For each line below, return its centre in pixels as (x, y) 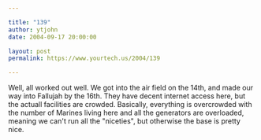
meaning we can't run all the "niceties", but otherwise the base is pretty (124, 121)
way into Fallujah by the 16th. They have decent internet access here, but (127, 96)
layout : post (30, 51)
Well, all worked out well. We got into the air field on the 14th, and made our (131, 88)
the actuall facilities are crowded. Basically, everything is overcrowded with (130, 105)
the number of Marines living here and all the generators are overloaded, (126, 113)
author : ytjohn (33, 29)
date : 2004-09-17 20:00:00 (52, 37)
